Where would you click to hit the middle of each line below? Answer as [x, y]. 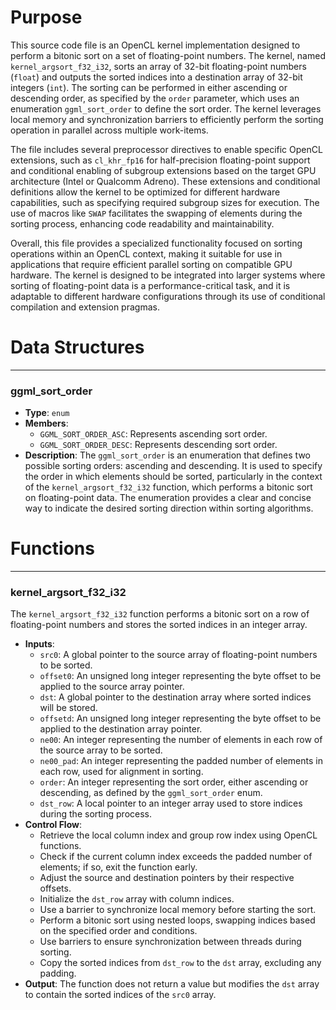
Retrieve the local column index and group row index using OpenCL [178, 835]
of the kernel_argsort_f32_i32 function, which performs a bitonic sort [168, 487]
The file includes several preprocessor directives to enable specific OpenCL [166, 149]
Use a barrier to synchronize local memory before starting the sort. [178, 910]
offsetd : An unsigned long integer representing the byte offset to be [180, 718]
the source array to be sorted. [101, 750]
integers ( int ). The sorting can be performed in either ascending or [149, 87]
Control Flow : [53, 825]
